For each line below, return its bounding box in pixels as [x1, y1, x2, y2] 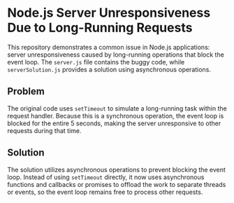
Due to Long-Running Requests [7, 20, 193, 36]
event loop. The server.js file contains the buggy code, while [7, 57, 185, 66]
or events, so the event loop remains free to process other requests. [7, 188, 203, 196]
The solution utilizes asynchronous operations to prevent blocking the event [7, 165, 226, 174]
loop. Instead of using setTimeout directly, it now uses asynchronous [7, 173, 205, 181]
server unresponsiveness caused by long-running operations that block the [7, 50, 225, 59]
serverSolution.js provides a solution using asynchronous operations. [7, 65, 212, 73]
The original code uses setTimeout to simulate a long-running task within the [7, 104, 227, 113]
